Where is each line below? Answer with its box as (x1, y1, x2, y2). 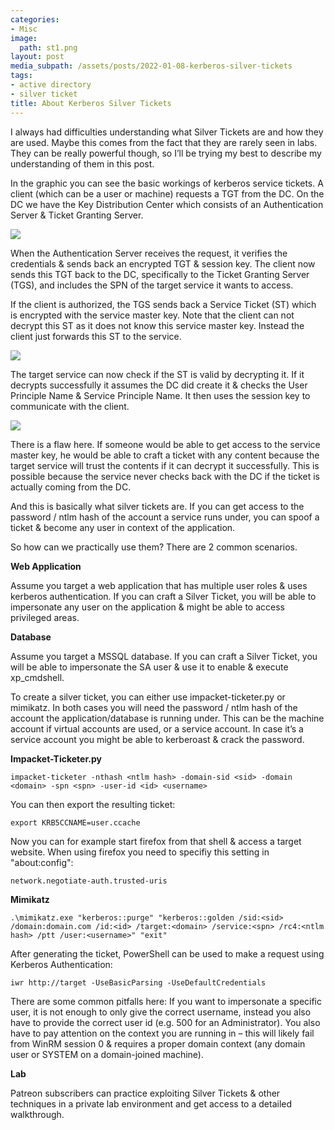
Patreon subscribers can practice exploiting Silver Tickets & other (10, 1087, 281, 1099)
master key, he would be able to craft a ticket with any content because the (10, 449, 320, 461)
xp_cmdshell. (10, 671, 65, 683)
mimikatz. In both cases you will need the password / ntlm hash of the (10, 701, 298, 713)
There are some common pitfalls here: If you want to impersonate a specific (10, 995, 322, 1007)
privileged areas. (10, 611, 80, 623)
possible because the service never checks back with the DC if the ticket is (10, 470, 320, 482)
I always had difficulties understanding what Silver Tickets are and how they (10, 126, 324, 138)
